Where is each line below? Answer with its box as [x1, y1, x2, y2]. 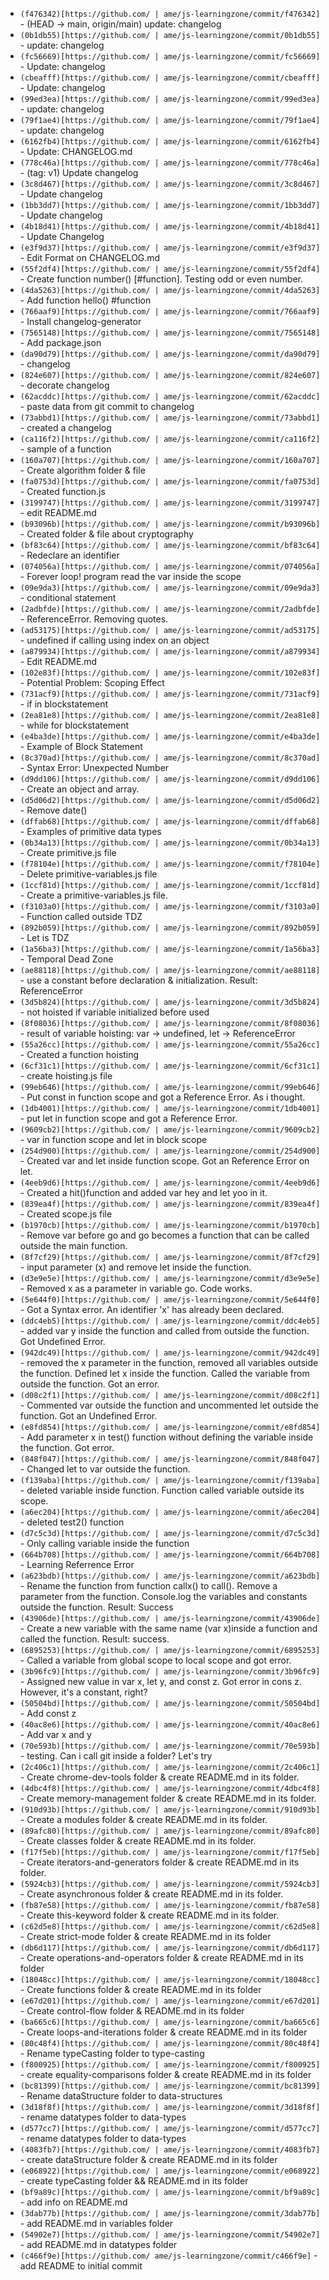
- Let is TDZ [19, 932, 70, 943]
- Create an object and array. [19, 783, 140, 795]
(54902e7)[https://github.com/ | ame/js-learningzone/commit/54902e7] [19, 2230, 321, 2240]
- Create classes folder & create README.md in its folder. [19, 1835, 257, 1847]
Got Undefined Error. [19, 1336, 106, 1347]
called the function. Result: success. [19, 1633, 170, 1645]
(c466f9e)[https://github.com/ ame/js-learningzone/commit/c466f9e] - [19, 2249, 318, 2261]
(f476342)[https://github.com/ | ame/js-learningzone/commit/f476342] [19, 9, 321, 19]
